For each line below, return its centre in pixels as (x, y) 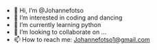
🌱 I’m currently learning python (57, 25)
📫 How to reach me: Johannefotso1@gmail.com (82, 40)
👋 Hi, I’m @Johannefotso (49, 10)
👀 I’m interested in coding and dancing (68, 18)
